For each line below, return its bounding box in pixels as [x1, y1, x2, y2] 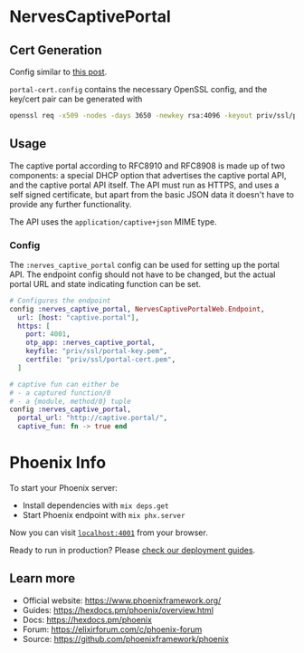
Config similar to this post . [9, 66, 108, 77]
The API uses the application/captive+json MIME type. [9, 216, 217, 227]
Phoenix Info [9, 453, 107, 473]
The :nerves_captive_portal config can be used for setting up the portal [9, 259, 280, 270]
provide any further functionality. [9, 198, 132, 209]
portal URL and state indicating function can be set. [9, 278, 202, 289]
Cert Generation [9, 43, 102, 58]
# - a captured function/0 [9, 388, 111, 398]
